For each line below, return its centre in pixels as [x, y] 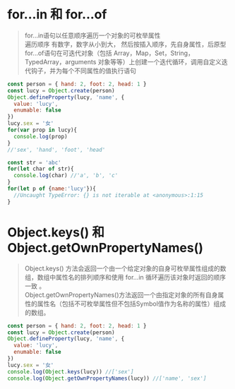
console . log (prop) [41, 136]
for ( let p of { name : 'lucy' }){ [52, 189]
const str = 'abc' [34, 162]
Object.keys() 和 [56, 232]
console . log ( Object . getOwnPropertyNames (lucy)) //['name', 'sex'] [107, 378]
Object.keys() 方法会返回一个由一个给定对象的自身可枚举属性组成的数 [125, 268]
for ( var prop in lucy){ [42, 130]
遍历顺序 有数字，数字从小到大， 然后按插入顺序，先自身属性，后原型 [125, 44]
